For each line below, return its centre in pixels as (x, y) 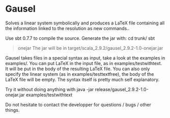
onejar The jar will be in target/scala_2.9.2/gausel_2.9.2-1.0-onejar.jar (90, 48)
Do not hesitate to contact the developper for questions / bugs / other (78, 104)
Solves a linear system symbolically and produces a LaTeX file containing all (85, 23)
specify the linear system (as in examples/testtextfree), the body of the (80, 74)
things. (12, 110)
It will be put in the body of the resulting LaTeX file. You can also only (78, 69)
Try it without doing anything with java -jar (50, 89)
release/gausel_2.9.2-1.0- (122, 89)
